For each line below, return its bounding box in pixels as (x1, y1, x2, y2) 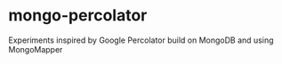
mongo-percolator (8, 5, 148, 26)
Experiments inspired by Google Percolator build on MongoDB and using (8, 35, 274, 45)
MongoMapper (8, 44, 63, 54)
